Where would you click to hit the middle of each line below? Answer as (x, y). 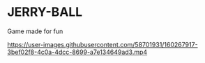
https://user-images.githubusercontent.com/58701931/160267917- (102, 44)
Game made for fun (35, 31)
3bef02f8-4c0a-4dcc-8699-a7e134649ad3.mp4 (77, 52)
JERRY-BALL (45, 12)
